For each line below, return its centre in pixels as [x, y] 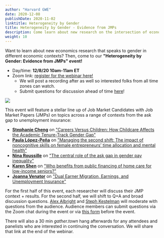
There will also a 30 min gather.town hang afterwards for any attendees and [81, 221]
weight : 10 [16, 37]
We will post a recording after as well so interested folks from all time [89, 80]
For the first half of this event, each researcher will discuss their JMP [74, 191]
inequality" [23, 160]
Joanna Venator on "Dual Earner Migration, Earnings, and [70, 176]
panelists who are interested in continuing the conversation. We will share [79, 226]
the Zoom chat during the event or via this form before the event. [70, 211]
